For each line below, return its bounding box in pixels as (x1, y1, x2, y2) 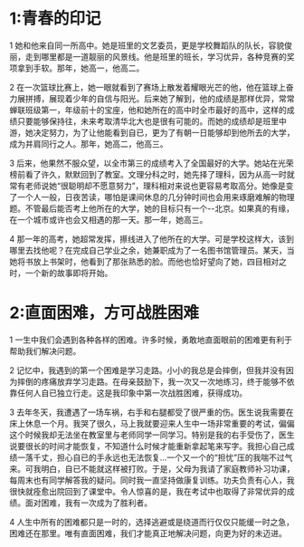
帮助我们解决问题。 (9, 345, 81, 356)
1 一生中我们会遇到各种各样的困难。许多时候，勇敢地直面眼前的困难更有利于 (9, 334, 292, 345)
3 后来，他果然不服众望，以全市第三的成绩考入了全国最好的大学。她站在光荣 (9, 158, 294, 168)
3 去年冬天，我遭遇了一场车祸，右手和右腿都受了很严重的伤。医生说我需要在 (9, 407, 294, 417)
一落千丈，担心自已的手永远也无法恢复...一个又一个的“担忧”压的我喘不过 (16, 452, 285, 463)
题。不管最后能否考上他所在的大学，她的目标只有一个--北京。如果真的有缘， (9, 203, 294, 214)
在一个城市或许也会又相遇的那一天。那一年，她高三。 (9, 214, 208, 225)
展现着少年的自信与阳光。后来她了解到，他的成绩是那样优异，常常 (48, 92, 295, 104)
